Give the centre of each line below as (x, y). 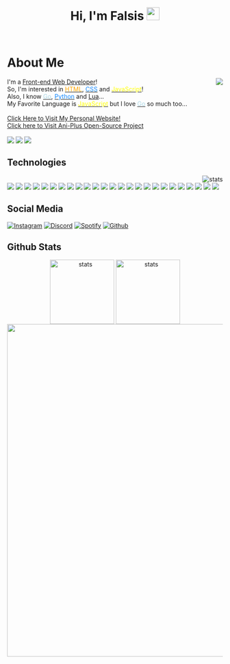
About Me (36, 63)
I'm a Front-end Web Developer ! (52, 82)
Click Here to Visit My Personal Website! (64, 118)
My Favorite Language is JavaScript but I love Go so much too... (97, 104)
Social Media (35, 209)
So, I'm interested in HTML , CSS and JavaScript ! (75, 89)
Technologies (37, 162)
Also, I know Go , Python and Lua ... (56, 96)
